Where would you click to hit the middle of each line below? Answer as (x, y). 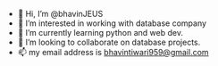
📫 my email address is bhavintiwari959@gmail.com (113, 52)
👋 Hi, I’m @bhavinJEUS (60, 14)
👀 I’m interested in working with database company (112, 23)
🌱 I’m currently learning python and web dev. (100, 33)
